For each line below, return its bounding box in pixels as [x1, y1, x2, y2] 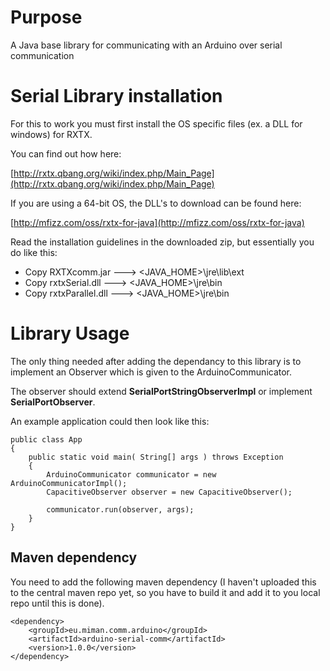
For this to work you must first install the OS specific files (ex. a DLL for [10, 117, 303, 130]
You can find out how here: [10, 147, 122, 160]
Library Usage [10, 322, 130, 345]
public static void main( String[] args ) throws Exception [28, 452, 284, 462]
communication [10, 49, 75, 61]
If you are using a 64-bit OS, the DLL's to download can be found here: [10, 197, 302, 209]
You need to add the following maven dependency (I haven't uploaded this [10, 576, 317, 588]
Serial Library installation [10, 85, 223, 108]
